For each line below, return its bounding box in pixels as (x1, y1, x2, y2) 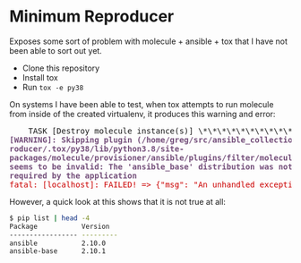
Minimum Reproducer (9, 6, 175, 27)
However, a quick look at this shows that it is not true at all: (9, 196, 227, 207)
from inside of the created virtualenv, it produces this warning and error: (9, 108, 276, 119)
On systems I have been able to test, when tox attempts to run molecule (9, 98, 274, 109)
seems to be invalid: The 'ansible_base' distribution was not (9, 161, 293, 172)
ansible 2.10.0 (9, 239, 106, 248)
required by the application (9, 170, 137, 181)
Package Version (9, 222, 110, 231)
